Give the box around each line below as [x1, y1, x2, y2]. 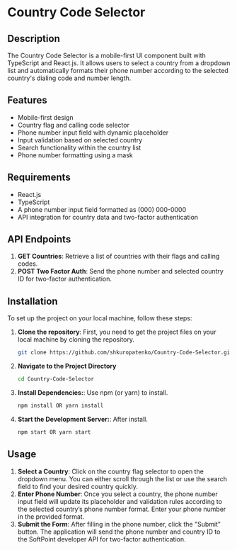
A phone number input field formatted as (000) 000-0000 [17, 205, 187, 213]
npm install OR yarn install [17, 402, 104, 409]
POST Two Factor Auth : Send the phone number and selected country [17, 267, 224, 276]
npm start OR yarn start [17, 428, 91, 436]
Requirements [7, 172, 71, 184]
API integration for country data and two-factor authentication [17, 213, 199, 221]
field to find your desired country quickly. [17, 482, 138, 490]
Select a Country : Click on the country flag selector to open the [17, 467, 204, 476]
